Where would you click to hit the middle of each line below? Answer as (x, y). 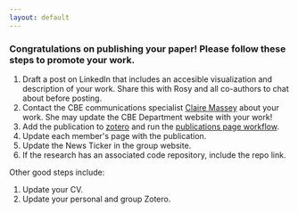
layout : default (39, 17)
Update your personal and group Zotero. (96, 199)
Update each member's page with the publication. (114, 135)
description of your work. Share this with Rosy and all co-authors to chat (156, 88)
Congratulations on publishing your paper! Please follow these (148, 48)
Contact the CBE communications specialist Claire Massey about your (150, 107)
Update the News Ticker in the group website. (107, 145)
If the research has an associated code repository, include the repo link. (154, 155)
